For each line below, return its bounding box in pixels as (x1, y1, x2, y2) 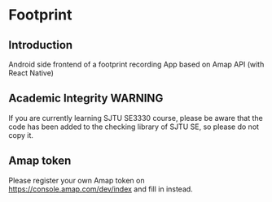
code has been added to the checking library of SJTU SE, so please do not (8, 122, 259, 131)
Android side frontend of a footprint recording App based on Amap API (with (8, 59, 265, 69)
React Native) (8, 68, 55, 78)
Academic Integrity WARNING (8, 92, 164, 105)
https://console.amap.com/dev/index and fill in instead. (8, 184, 193, 194)
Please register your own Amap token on (8, 175, 145, 185)
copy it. (8, 130, 34, 140)
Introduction (8, 38, 73, 52)
